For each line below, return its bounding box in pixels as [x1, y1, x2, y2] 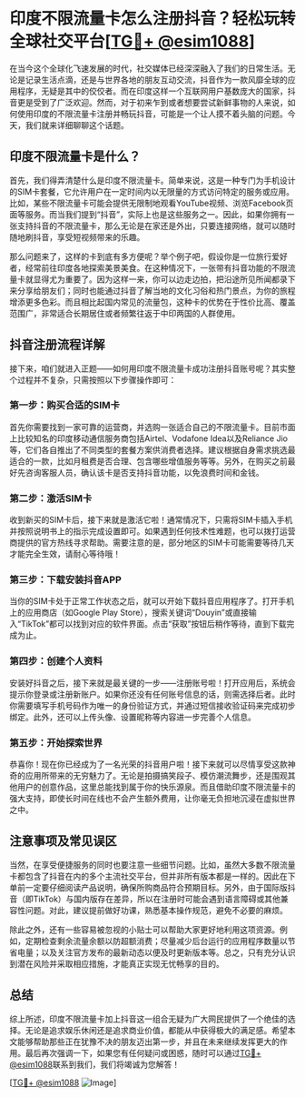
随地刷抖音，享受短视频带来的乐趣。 [9, 231, 145, 242]
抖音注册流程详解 [9, 337, 105, 353]
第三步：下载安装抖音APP [9, 574, 123, 587]
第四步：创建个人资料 [9, 655, 103, 668]
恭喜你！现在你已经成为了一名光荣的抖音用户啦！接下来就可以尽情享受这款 [9, 759, 288, 770]
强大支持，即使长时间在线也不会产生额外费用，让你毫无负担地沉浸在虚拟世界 [9, 793, 296, 804]
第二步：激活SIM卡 [9, 492, 93, 505]
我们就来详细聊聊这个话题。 [25, 119, 129, 130]
